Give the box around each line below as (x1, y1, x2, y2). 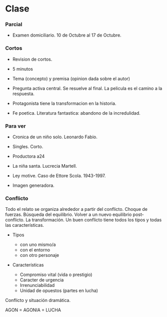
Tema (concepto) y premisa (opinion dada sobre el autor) (12, 76, 130, 82)
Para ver (5, 122, 26, 129)
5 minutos (12, 66, 33, 72)
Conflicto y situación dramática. (5, 297, 71, 303)
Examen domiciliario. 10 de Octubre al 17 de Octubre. (12, 32, 121, 38)
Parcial (5, 21, 22, 28)
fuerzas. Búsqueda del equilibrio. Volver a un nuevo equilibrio (5, 211, 132, 218)
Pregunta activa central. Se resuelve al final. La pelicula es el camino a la (12, 85, 162, 91)
